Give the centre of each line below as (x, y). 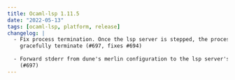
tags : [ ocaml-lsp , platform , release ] (64, 26)
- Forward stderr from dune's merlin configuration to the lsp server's (122, 59)
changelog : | (26, 33)
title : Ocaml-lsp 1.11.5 (43, 14)
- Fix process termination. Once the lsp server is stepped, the (111, 40)
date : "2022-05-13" (36, 20)
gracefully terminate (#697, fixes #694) (81, 46)
